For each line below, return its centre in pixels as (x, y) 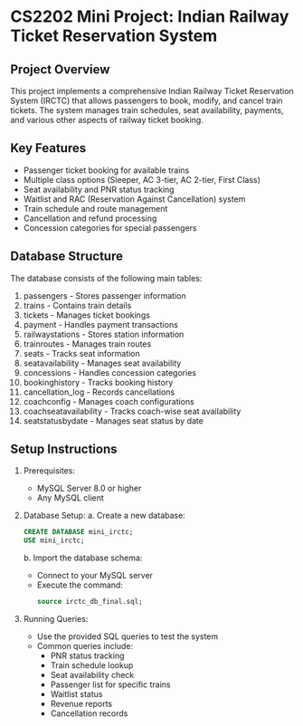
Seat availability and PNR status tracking (99, 189)
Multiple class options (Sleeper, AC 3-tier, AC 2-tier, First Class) (142, 179)
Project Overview (60, 69)
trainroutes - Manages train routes (87, 344)
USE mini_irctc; (54, 540)
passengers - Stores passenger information (104, 295)
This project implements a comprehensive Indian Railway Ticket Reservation (152, 91)
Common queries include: (85, 646)
